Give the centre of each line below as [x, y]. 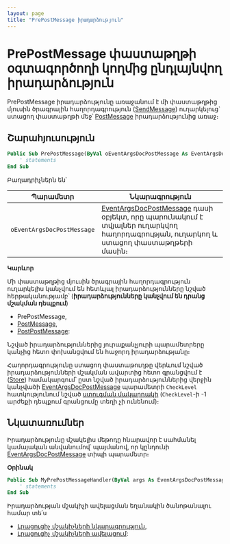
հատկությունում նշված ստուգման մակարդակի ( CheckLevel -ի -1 [107, 394]
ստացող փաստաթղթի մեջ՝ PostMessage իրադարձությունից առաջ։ [113, 117]
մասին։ [115, 251]
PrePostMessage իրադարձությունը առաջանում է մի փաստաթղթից [112, 102]
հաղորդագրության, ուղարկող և [159, 234]
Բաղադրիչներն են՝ [37, 180]
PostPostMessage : [43, 331]
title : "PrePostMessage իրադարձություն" [66, 20]
